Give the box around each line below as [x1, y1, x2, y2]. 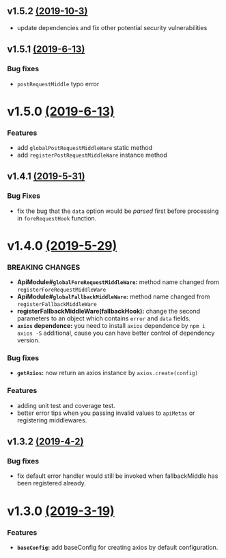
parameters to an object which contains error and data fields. [16, 314, 191, 322]
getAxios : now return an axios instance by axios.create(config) [16, 369, 199, 377]
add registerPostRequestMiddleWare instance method [16, 151, 167, 159]
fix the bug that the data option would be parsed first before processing [16, 207, 219, 215]
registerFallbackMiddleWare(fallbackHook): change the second [16, 307, 201, 316]
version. [16, 336, 40, 344]
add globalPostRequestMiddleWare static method [16, 143, 153, 151]
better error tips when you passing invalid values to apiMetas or [16, 409, 195, 417]
